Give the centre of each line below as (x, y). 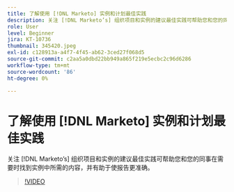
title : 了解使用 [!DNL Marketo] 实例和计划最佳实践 (77, 14)
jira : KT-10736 (29, 40)
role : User (23, 26)
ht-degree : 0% (28, 78)
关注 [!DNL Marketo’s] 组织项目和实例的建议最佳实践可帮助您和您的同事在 (112, 159)
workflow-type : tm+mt (39, 65)
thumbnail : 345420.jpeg (42, 46)
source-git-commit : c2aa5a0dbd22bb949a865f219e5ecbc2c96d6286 (99, 59)
